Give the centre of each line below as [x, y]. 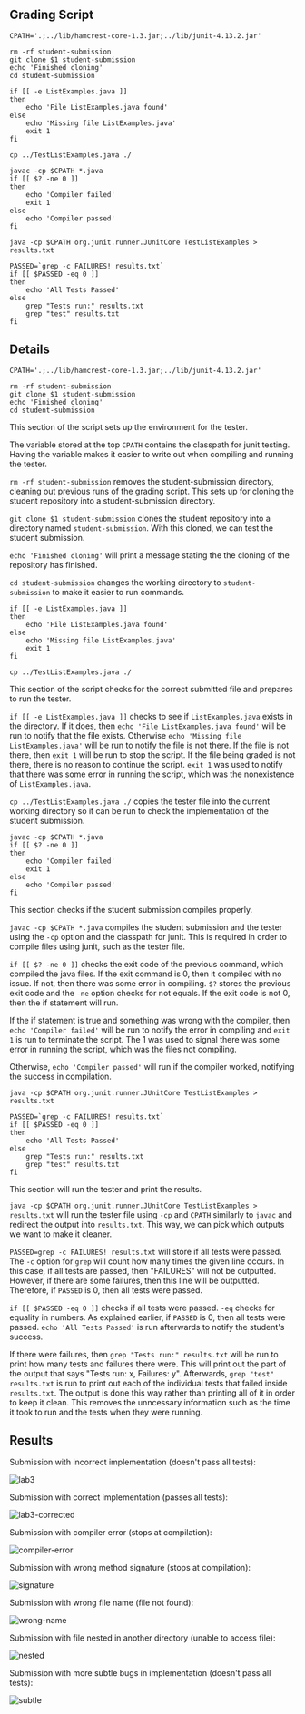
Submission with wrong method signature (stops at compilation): [130, 1568]
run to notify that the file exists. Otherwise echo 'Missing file [126, 735]
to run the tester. [40, 699]
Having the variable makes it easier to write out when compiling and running [152, 454]
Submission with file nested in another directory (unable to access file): [143, 1638]
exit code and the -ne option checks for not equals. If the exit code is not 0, [150, 993]
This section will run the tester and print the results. [106, 1189]
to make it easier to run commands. [118, 592]
